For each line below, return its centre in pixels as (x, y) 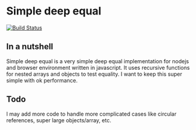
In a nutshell (30, 47)
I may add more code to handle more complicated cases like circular (91, 114)
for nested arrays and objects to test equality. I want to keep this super (94, 74)
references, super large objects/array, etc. (59, 120)
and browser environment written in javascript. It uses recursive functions (98, 67)
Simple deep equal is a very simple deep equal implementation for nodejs (98, 61)
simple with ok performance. (42, 80)
